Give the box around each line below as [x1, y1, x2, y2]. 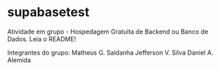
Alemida [7, 55, 32, 64]
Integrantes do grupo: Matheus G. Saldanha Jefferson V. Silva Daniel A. [7, 48, 214, 57]
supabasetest [7, 4, 90, 20]
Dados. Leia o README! [7, 34, 77, 43]
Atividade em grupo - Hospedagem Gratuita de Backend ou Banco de [7, 27, 209, 36]
